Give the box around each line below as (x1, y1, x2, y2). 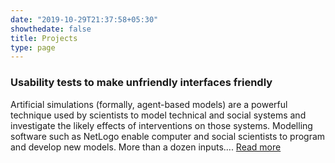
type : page (10, 42, 56, 53)
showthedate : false (10, 24, 92, 34)
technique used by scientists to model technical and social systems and (10, 109, 307, 121)
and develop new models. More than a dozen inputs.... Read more (10, 141, 282, 153)
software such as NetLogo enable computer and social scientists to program (10, 130, 326, 142)
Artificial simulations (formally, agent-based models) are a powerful (10, 98, 288, 110)
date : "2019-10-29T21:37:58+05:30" (10, 14, 159, 25)
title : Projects (10, 33, 78, 43)
